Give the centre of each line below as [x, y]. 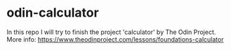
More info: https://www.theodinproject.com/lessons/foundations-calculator [115, 39]
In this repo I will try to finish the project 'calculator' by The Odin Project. [111, 32]
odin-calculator [53, 13]
